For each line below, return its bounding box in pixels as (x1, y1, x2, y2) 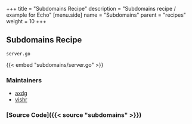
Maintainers (6, 76, 42, 84)
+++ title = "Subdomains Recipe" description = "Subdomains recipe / (6, 5, 176, 12)
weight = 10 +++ (6, 18, 47, 24)
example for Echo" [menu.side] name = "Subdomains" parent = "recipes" (6, 11, 187, 18)
